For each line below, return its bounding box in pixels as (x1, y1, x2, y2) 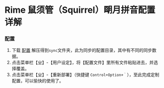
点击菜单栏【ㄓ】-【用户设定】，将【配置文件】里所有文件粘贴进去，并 (11, 60, 154, 66)
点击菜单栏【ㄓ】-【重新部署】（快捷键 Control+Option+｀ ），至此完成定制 (11, 72, 160, 78)
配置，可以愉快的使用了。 (11, 78, 64, 84)
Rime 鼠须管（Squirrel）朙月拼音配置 (4, 4, 156, 16)
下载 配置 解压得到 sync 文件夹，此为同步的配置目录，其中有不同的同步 (11, 47, 153, 53)
